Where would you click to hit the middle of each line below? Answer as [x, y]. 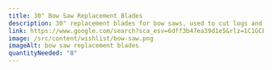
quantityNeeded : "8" [43, 53]
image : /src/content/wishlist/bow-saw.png [81, 38]
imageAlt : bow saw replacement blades [74, 46]
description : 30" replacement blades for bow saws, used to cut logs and [136, 23]
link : [17, 31]
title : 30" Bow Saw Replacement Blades [76, 16]
